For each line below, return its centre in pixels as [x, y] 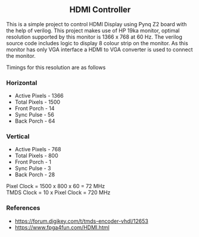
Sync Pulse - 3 [33, 169]
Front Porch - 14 [35, 108]
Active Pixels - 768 [38, 149]
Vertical [18, 136]
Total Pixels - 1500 [38, 102]
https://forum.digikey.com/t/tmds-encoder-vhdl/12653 [82, 221]
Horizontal [22, 83]
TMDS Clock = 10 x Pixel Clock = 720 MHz [58, 192]
